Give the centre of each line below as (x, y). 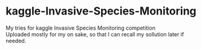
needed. (16, 41)
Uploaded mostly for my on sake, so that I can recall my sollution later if (95, 34)
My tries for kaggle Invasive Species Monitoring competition (80, 28)
